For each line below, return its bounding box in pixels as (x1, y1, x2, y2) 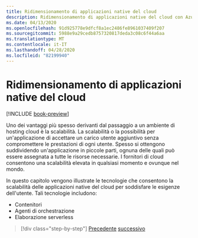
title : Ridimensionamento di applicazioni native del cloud (6, 8, 157, 15)
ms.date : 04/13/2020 (6, 19, 57, 25)
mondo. (6, 165, 25, 172)
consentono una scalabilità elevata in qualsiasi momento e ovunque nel (6, 159, 179, 166)
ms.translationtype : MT (6, 36, 65, 42)
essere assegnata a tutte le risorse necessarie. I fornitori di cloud (6, 153, 164, 160)
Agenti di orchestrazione (14, 207, 75, 214)
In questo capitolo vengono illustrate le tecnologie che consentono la (6, 177, 174, 184)
